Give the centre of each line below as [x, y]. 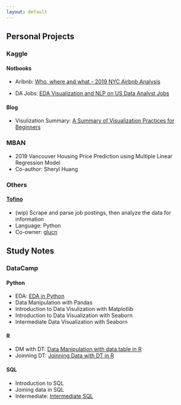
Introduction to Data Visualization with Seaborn [74, 315]
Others [17, 184]
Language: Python [38, 226]
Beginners [28, 127]
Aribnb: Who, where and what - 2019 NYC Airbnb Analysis [87, 82]
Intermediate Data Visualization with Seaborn [71, 322]
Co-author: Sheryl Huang [47, 169]
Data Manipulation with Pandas [54, 303]
